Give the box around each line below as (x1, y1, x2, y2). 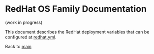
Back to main (5, 43, 32, 49)
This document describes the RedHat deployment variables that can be (5, 29, 150, 35)
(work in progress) (5, 19, 43, 25)
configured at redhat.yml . (5, 34, 57, 40)
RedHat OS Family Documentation (5, 3, 147, 15)
